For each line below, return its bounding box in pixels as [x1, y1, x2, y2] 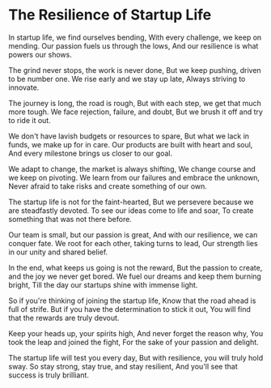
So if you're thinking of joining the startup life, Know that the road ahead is [8, 296, 256, 305]
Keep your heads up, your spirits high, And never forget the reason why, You [8, 328, 264, 338]
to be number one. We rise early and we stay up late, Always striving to [8, 74, 246, 83]
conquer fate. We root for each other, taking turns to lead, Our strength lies [8, 238, 258, 248]
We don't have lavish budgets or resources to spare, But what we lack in [8, 131, 249, 141]
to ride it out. [8, 115, 51, 125]
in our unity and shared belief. [8, 247, 108, 257]
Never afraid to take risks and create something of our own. [8, 181, 208, 191]
